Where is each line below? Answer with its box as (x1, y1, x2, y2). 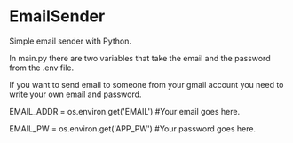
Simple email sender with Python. (9, 36, 131, 46)
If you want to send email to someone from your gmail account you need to (9, 79, 284, 90)
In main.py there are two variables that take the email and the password (9, 52, 271, 63)
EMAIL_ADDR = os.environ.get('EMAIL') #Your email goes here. (9, 106, 241, 116)
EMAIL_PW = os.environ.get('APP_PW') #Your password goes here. (9, 123, 256, 134)
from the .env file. (9, 62, 74, 73)
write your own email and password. (9, 89, 142, 99)
